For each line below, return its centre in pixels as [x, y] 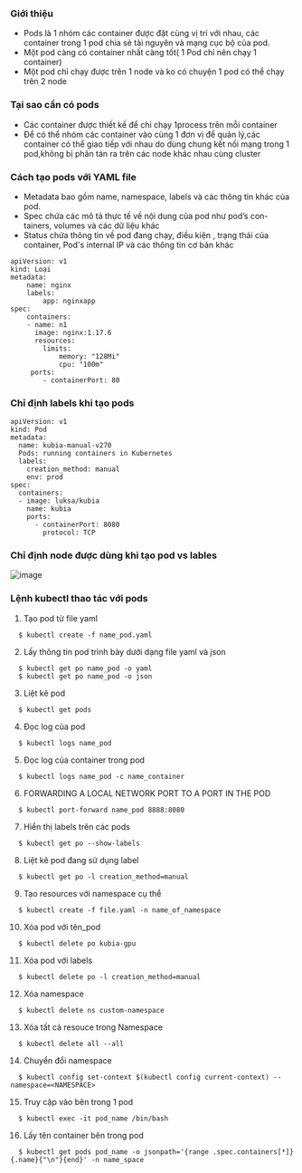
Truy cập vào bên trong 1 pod [78, 1101]
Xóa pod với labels [58, 960]
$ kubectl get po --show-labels [80, 843]
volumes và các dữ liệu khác [107, 226]
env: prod [45, 477]
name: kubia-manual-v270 [65, 446]
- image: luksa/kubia [59, 501]
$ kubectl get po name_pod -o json [85, 676]
